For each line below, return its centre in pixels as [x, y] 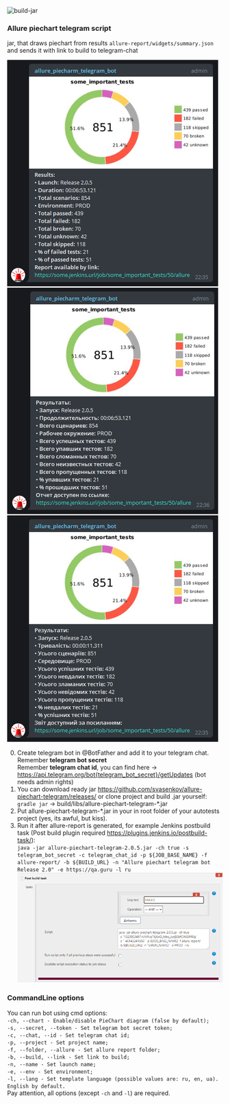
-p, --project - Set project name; [58, 1042]
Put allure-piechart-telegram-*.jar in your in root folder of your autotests [118, 811]
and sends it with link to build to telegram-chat [73, 51]
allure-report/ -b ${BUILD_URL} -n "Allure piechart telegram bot [114, 863]
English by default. [37, 1086]
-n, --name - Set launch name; [52, 1064]
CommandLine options [46, 998]
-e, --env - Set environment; [50, 1072]
